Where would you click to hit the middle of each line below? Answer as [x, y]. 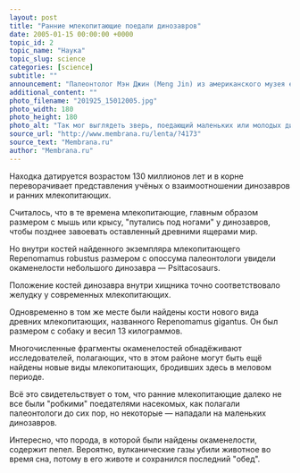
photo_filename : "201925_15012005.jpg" [83, 101]
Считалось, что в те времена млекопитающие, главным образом [134, 212]
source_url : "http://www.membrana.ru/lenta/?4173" [105, 134]
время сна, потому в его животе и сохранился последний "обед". [135, 459]
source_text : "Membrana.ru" [62, 142]
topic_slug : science [48, 59]
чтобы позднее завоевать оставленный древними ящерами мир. [133, 231]
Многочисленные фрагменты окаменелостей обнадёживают [126, 348]
